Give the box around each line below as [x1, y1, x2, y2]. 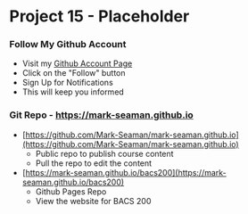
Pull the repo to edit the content [35, 158, 153, 169]
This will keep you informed [21, 86, 125, 97]
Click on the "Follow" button [21, 68, 126, 78]
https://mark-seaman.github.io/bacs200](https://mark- [25, 167, 227, 177]
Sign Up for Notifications [21, 78, 113, 88]
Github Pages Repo [35, 185, 107, 197]
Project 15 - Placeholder [9, 6, 190, 27]
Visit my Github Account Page [21, 58, 133, 69]
